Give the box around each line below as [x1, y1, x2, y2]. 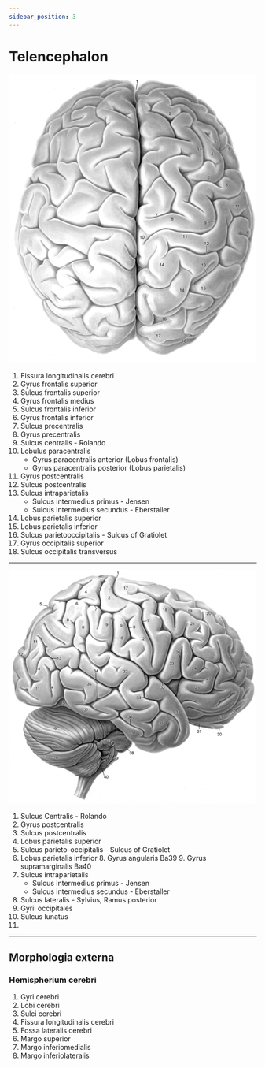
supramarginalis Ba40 [20, 861, 92, 871]
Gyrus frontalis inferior [20, 412, 94, 422]
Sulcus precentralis [20, 421, 83, 430]
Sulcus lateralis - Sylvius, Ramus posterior [20, 895, 157, 905]
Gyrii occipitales [20, 903, 73, 914]
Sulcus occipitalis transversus [20, 546, 117, 556]
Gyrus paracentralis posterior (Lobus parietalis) [31, 463, 186, 472]
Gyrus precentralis [20, 430, 81, 439]
